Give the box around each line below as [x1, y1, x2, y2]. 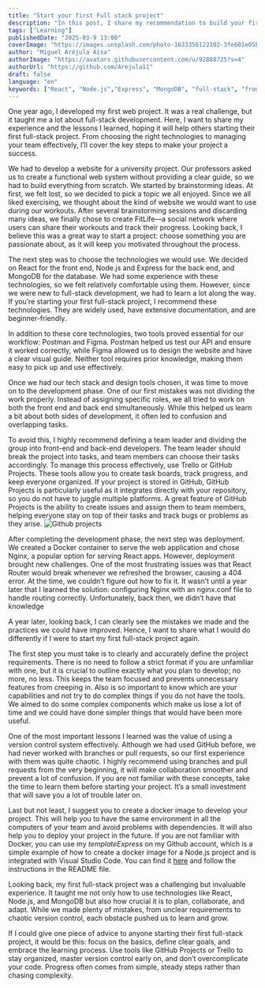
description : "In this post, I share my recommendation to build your [8, 19, 245, 27]
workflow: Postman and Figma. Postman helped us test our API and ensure [8, 338, 252, 347]
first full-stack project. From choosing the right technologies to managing [8, 132, 246, 141]
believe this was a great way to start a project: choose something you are [8, 231, 247, 241]
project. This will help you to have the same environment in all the [8, 814, 221, 824]
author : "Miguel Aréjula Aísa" [8, 48, 111, 56]
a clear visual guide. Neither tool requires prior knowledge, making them [8, 354, 243, 364]
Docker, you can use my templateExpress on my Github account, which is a [8, 839, 253, 849]
